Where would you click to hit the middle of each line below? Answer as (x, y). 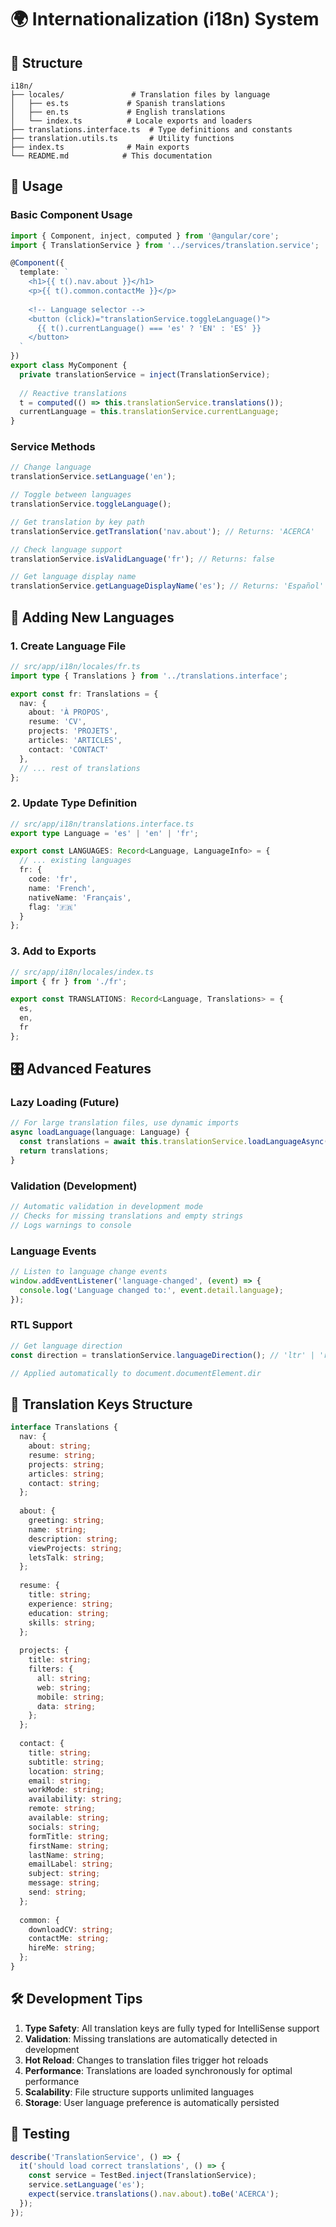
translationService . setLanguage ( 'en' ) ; (93, 477)
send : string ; (57, 1892)
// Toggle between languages (71, 495)
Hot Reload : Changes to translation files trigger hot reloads (146, 2060)
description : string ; (73, 1539)
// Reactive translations (73, 393)
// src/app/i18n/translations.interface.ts (102, 824)
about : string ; (60, 1446)
